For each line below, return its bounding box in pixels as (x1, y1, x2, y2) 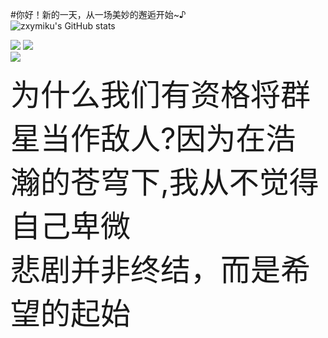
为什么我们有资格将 (10, 76, 282, 113)
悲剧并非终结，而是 (10, 251, 282, 288)
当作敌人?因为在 (40, 119, 267, 157)
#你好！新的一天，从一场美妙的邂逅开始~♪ (10, 9, 187, 20)
